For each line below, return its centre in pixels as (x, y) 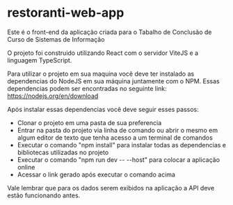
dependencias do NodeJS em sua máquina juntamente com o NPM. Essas (114, 81)
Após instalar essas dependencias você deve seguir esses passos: (103, 109)
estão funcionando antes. (44, 195)
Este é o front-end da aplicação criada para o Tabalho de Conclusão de (110, 32)
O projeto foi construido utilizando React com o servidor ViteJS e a (103, 53)
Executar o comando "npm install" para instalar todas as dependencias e (122, 145)
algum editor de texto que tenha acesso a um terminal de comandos (115, 138)
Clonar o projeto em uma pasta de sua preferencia (89, 122)
